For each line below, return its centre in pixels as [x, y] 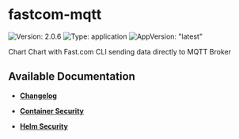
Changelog [38, 96]
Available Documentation [72, 77]
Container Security [52, 111]
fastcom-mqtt [55, 15]
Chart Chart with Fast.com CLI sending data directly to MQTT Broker [120, 51]
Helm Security [44, 126]
